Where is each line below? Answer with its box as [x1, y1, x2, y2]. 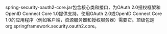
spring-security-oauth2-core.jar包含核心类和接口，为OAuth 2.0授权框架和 [5, 4, 161, 10]
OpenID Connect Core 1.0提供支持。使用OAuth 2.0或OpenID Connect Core [5, 10, 162, 16]
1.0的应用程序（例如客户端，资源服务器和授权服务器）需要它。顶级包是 [5, 17, 155, 22]
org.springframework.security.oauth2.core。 [5, 23, 100, 29]
